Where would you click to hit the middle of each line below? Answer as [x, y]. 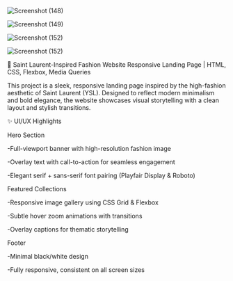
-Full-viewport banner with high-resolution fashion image [89, 148]
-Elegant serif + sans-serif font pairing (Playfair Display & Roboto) [102, 175]
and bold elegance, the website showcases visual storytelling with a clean [113, 100]
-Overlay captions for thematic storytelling [68, 229]
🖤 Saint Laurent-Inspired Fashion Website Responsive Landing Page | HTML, [117, 65]
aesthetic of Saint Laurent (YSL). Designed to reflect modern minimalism [111, 93]
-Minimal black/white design [48, 256]
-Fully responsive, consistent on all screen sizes [76, 270]
